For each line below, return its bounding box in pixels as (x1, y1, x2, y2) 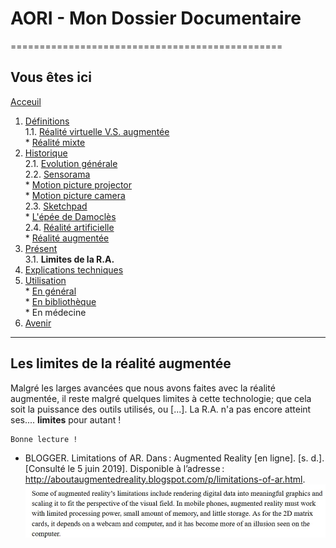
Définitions (24, 115, 70, 127)
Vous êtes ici (10, 69, 93, 86)
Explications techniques (24, 263, 124, 276)
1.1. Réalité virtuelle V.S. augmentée (24, 125, 170, 137)
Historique (24, 147, 68, 159)
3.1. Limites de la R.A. (24, 253, 115, 265)
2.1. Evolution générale (24, 157, 118, 169)
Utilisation (24, 274, 67, 286)
